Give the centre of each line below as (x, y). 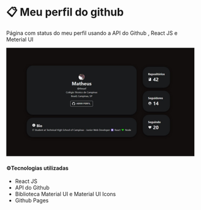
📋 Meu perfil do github (65, 12)
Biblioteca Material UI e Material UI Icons (65, 194)
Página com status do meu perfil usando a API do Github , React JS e (92, 33)
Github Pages (32, 200)
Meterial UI (20, 39)
